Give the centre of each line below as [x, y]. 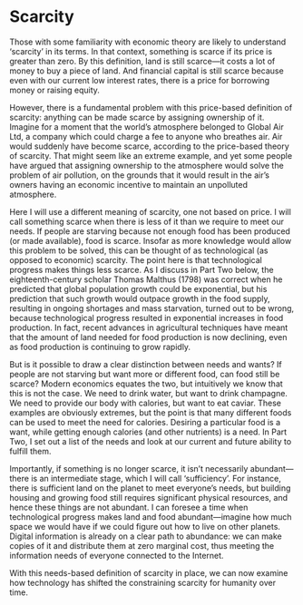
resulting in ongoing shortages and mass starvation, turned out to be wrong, [152, 308]
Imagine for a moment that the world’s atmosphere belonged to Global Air [147, 127]
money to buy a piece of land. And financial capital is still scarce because [147, 71]
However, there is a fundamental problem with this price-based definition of [151, 107]
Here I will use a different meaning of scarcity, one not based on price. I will [151, 211]
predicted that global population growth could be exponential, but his [138, 288]
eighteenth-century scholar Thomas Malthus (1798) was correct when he [146, 279]
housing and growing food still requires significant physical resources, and [149, 497]
